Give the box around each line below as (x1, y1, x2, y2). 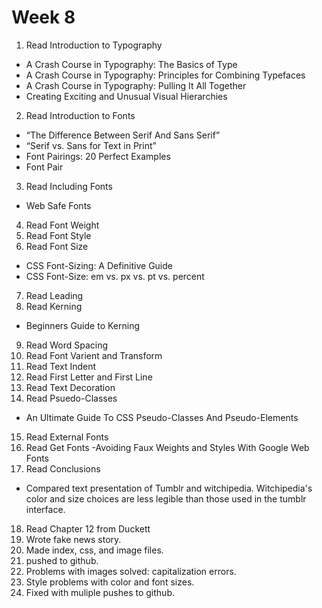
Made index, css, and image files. (25, 544, 164, 556)
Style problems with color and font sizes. (25, 576, 195, 588)
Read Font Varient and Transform (25, 349, 163, 361)
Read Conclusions (25, 462, 101, 475)
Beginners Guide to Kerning (25, 319, 140, 331)
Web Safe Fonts (25, 199, 92, 211)
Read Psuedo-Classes (25, 392, 118, 404)
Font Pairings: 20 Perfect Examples (25, 150, 171, 162)
